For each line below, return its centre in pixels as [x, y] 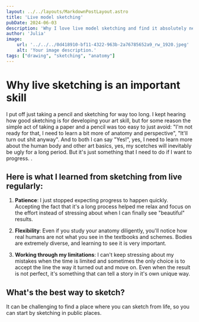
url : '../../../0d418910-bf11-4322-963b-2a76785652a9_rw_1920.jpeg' [103, 45]
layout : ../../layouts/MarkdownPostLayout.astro [67, 12]
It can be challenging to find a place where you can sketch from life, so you [98, 307]
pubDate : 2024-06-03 [32, 23]
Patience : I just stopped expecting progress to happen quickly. [92, 200]
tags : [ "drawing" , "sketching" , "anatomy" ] [61, 56]
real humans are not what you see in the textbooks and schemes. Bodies [103, 237]
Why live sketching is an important [93, 85]
